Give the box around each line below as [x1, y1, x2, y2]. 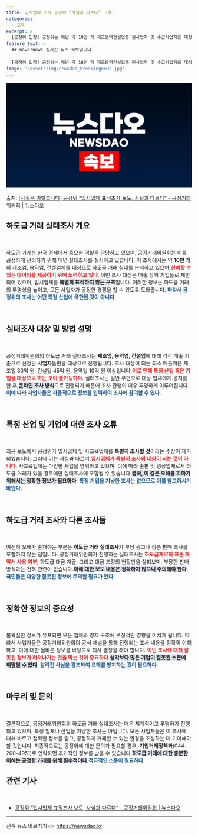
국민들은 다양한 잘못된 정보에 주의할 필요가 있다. [6, 573, 115, 580]
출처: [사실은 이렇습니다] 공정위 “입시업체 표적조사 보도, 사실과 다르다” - [6, 195, 171, 201]
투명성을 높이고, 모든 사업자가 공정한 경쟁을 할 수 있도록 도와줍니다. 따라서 [12, 286, 182, 293]
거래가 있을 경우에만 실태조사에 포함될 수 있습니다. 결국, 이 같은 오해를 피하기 [16, 470, 190, 477]
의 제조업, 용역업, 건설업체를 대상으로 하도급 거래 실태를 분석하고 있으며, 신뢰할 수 [6, 264, 192, 271]
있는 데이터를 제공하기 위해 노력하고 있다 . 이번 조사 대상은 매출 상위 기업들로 [6, 271, 180, 278]
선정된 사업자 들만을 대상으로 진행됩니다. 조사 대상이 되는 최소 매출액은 [21, 360, 183, 367]
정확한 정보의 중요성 [6, 603, 74, 613]
